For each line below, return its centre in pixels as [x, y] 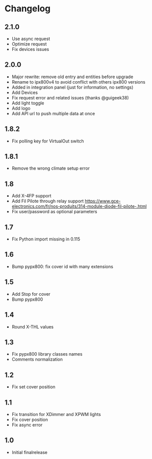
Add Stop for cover [31, 294]
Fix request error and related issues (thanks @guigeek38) [70, 97]
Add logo [21, 108]
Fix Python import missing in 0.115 [46, 239]
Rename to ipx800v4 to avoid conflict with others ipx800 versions [78, 82]
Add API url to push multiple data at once [53, 113]
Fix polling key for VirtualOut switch [48, 141]
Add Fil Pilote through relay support [48, 201]
